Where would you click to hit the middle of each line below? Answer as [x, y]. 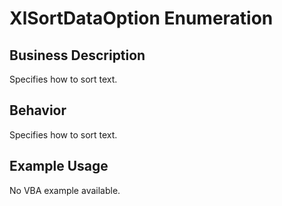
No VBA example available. [65, 190]
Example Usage [59, 166]
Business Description [77, 55]
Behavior [38, 110]
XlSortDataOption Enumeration [141, 18]
